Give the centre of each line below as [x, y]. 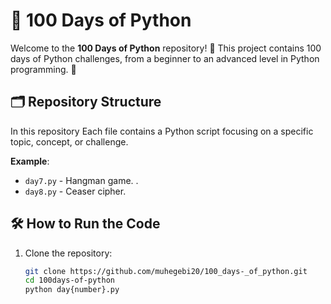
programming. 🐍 [43, 69]
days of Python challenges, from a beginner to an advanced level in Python [165, 58]
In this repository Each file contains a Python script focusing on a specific [162, 131]
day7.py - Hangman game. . [81, 180]
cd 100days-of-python [69, 280]
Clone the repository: [68, 253]
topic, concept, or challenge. [69, 141]
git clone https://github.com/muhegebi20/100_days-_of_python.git [166, 271]
